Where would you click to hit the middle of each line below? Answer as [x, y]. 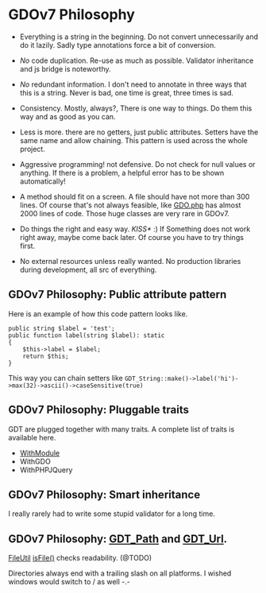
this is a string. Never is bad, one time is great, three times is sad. [127, 92]
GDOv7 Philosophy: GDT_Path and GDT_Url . [118, 539]
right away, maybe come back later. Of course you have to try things [132, 237]
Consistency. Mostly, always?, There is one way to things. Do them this [136, 108]
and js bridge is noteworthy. [65, 68]
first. [27, 246]
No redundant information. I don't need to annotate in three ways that [133, 84]
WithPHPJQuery [46, 470]
